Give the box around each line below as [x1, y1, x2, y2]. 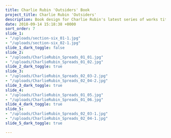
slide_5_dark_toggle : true [5, 120, 63, 126]
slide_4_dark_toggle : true [5, 102, 63, 107]
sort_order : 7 [5, 26, 36, 31]
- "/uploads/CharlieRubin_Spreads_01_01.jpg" [5, 54, 103, 60]
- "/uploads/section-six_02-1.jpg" [5, 41, 81, 46]
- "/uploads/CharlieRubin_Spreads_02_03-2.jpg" [5, 74, 108, 79]
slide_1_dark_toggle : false [5, 45, 65, 50]
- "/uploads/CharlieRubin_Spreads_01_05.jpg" [5, 92, 103, 97]
